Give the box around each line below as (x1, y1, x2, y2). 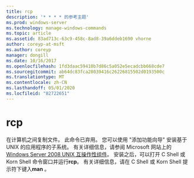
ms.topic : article (6, 31, 51, 36)
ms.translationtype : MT (6, 74, 65, 80)
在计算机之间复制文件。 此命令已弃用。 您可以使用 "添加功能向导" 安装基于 (6, 136, 188, 143)
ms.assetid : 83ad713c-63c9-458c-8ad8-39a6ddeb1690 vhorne (6, 36, 152, 42)
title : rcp (6, 8, 33, 15)
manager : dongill (6, 52, 49, 58)
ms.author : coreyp (6, 47, 51, 53)
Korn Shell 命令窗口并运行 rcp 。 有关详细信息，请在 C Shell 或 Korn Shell (6, 158, 182, 165)
